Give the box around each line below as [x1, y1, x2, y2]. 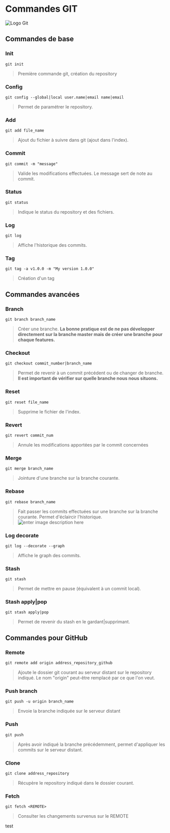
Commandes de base [5, 35, 74, 43]
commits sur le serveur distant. [17, 746, 83, 752]
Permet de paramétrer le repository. [17, 103, 93, 110]
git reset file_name [5, 400, 49, 405]
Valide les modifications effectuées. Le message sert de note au [17, 170, 153, 176]
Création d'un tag [17, 275, 55, 281]
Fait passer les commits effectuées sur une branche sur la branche [17, 508, 158, 514]
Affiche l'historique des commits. [17, 242, 88, 248]
